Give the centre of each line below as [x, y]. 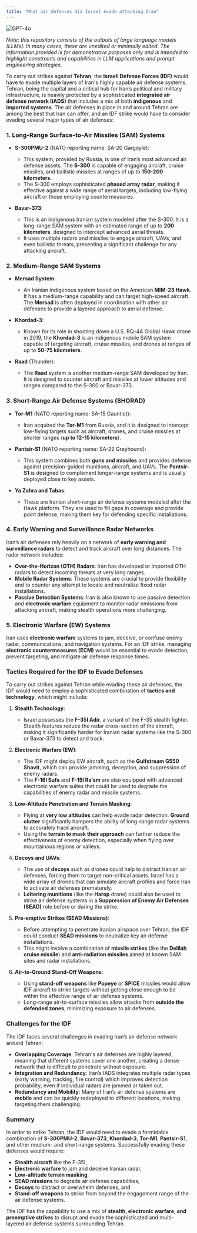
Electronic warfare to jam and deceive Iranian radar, [78, 1168]
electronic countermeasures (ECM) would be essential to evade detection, [98, 651]
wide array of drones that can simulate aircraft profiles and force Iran [107, 882]
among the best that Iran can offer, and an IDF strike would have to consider [98, 113]
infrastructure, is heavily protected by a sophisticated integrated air [88, 95]
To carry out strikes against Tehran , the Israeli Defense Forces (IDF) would [97, 76]
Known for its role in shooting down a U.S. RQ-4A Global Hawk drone [107, 331]
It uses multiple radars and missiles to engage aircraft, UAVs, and [102, 238]
